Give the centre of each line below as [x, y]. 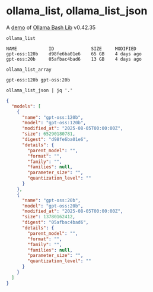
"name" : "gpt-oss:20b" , [51, 200]
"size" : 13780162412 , [49, 217]
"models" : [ [26, 106]
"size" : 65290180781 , [49, 134]
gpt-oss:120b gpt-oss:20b [38, 80]
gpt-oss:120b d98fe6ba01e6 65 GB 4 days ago [74, 54]
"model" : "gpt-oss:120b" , [54, 123]
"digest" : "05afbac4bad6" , [55, 222]
